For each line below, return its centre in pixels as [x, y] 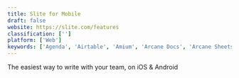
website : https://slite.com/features [63, 27]
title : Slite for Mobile [44, 14]
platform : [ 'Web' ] [34, 40]
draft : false [27, 21]
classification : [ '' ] [39, 34]
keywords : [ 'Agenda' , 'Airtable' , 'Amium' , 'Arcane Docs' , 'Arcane [110, 47]
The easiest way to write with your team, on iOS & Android [93, 67]
